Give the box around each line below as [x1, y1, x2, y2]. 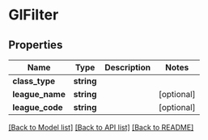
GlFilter [8, 6, 59, 24]
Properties [8, 38, 63, 52]
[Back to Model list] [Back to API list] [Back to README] [8, 123, 194, 132]
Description [104, 62, 151, 73]
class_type [12, 75, 56, 87]
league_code [12, 102, 63, 112]
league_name [12, 89, 66, 100]
